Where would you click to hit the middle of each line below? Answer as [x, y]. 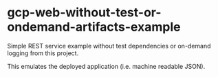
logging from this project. [43, 53]
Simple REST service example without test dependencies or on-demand [109, 46]
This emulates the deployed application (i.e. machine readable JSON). [106, 66]
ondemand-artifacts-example [94, 27]
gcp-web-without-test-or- [84, 13]
